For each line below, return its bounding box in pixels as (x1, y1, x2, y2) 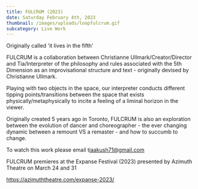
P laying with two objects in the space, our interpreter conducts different (6, 85, 185, 92)
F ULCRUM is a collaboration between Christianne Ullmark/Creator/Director (6, 54, 192, 61)
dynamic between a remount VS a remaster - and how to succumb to (6, 128, 178, 135)
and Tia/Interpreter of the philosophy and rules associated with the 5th (6, 60, 182, 67)
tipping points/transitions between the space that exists (6, 91, 145, 98)
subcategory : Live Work (6, 25, 66, 32)
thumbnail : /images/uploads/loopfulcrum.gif (6, 20, 120, 26)
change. (6, 135, 27, 142)
